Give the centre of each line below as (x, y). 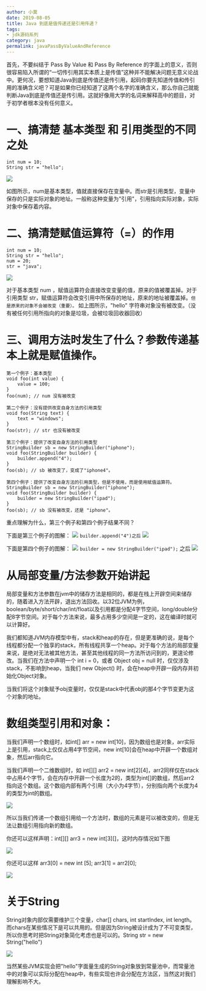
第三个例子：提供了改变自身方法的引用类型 (52, 442)
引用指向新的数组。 (52, 825)
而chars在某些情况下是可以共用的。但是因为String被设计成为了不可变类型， (101, 927)
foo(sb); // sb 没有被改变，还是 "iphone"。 (60, 510)
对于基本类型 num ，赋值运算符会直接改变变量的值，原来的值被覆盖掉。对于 (102, 290)
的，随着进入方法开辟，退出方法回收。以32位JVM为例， (77, 601)
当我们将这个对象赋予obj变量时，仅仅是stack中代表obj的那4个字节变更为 (98, 688)
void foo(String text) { (38, 413)
